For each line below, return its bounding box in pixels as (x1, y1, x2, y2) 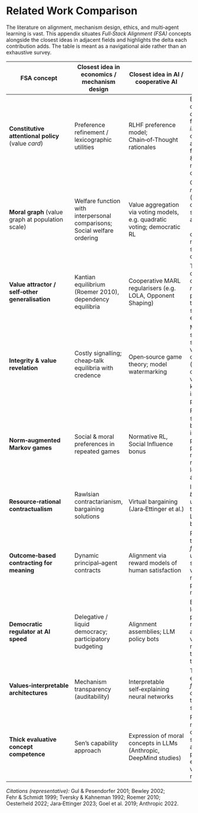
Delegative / (74, 613, 108, 621)
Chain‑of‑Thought (128, 135, 179, 144)
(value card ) (9, 139, 43, 147)
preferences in (74, 440, 115, 448)
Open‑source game (128, 353, 183, 361)
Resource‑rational (9, 497, 61, 506)
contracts (74, 566, 101, 574)
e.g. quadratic (128, 215, 167, 223)
